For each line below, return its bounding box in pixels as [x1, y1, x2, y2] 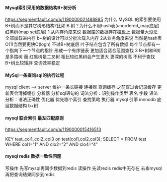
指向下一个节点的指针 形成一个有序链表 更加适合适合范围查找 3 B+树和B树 [9, 48, 161, 54]
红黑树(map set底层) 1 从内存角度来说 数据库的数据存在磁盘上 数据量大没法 [5, 29, 158, 35]
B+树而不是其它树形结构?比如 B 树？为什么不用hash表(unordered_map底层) [5, 23, 160, 29]
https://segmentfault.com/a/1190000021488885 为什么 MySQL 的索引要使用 [5, 16, 161, 22]
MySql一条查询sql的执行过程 [5, 72, 65, 78]
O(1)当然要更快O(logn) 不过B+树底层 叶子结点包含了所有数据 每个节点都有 [5, 41, 156, 47]
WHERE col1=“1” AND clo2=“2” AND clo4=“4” [5, 141, 98, 147]
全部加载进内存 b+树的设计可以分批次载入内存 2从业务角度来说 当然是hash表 [5, 35, 162, 41]
